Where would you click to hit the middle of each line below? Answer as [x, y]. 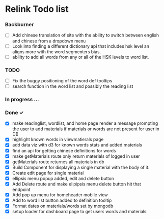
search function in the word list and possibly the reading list [73, 86]
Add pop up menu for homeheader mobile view [60, 195]
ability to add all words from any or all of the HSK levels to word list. [81, 57]
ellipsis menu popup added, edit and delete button [63, 178]
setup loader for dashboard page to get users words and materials [79, 212]
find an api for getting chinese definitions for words [64, 150]
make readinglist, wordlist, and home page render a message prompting [85, 123]
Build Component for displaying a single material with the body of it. [81, 167]
